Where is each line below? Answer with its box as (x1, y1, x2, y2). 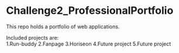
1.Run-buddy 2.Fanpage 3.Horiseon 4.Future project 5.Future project (6, 40, 171, 47)
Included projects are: (6, 34, 59, 41)
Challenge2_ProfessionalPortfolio (6, 4, 174, 17)
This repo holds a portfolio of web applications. (6, 23, 120, 30)
